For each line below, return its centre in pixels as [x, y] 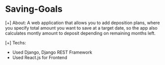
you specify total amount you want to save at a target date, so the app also [81, 28]
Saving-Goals [34, 9]
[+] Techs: [16, 42]
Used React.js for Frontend [40, 57]
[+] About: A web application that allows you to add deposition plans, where [82, 23]
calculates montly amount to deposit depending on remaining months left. [81, 33]
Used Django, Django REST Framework [52, 52]
